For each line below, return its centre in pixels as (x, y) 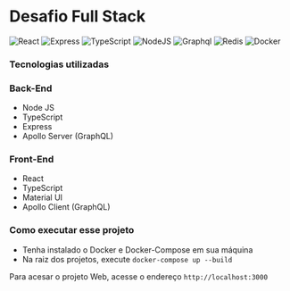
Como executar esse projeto (72, 230)
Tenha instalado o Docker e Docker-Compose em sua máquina (137, 249)
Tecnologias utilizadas (59, 64)
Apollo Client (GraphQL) (66, 207)
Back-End (31, 88)
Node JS (38, 108)
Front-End (32, 160)
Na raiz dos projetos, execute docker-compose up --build (127, 259)
